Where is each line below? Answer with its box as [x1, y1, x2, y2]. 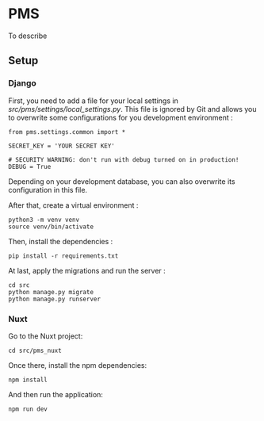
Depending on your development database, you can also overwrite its [8, 176, 235, 186]
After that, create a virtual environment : [8, 200, 139, 210]
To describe [8, 31, 48, 40]
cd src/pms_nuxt [8, 346, 62, 354]
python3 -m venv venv [8, 216, 80, 224]
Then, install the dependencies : [8, 236, 113, 246]
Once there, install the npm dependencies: [8, 360, 147, 369]
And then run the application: [8, 389, 103, 399]
